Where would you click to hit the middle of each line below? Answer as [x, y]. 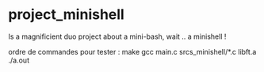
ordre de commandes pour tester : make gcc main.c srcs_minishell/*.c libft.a [132, 51]
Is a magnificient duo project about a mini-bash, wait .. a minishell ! [117, 36]
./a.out [19, 60]
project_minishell [66, 15]
